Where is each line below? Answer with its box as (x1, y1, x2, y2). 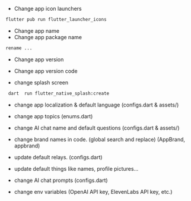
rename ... (5, 45, 33, 51)
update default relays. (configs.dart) (14, 153, 103, 161)
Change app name (14, 27, 60, 34)
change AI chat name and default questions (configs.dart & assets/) (14, 124, 180, 131)
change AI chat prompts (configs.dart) (14, 177, 108, 184)
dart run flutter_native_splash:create (8, 90, 110, 96)
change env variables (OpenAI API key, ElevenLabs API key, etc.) (14, 188, 173, 195)
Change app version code (14, 67, 78, 74)
